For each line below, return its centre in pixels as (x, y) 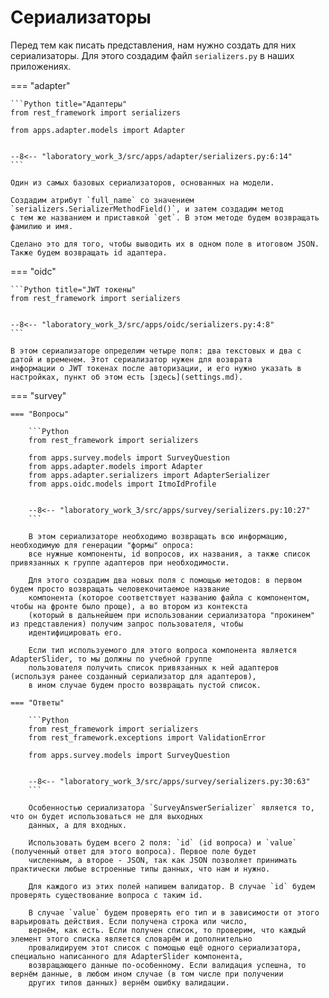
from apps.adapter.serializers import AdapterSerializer (149, 475)
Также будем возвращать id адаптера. (89, 252)
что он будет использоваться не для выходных (106, 816)
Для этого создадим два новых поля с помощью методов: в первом (165, 580)
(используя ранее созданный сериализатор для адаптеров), (133, 676)
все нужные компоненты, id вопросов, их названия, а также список (169, 554)
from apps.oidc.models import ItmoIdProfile (122, 484)
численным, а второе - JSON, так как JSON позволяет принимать (163, 860)
